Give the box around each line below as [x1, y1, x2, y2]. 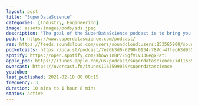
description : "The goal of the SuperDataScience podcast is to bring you [6, 31, 192, 37]
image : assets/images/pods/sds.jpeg [6, 25, 96, 31]
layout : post [6, 8, 38, 15]
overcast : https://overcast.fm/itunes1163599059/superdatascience [6, 63, 173, 69]
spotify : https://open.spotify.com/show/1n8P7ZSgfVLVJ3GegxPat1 [6, 52, 167, 58]
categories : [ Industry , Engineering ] [6, 19, 99, 25]
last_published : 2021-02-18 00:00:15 [6, 74, 99, 80]
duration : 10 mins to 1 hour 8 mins [6, 85, 96, 91]
